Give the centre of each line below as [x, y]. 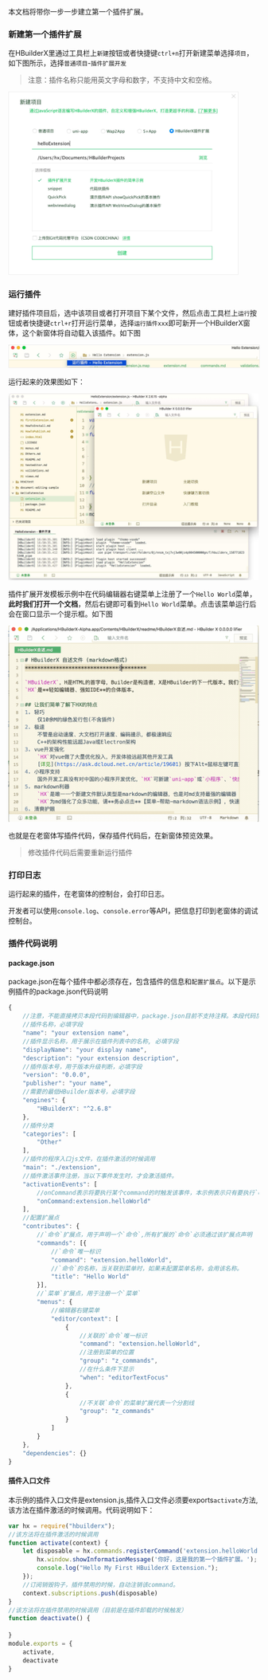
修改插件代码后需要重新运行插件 [80, 852]
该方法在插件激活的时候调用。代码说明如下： [82, 1509]
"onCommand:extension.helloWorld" [94, 1201]
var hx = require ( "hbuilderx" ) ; [62, 1526]
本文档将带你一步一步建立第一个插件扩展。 [78, 12]
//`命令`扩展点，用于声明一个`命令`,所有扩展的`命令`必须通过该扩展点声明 [145, 1235]
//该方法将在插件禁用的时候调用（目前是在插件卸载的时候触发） [98, 1610]
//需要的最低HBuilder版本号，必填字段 [79, 1092]
